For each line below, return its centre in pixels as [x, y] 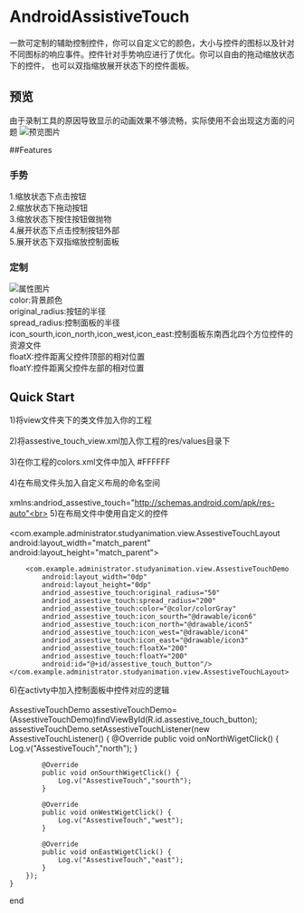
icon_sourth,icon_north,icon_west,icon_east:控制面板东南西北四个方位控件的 [152, 334]
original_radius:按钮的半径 [58, 312]
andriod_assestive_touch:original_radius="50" [131, 593]
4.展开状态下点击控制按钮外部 [65, 231]
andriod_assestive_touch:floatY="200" [115, 657]
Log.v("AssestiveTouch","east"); [120, 860]
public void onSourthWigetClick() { [111, 773]
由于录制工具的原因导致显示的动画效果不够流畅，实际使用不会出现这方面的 [148, 120]
